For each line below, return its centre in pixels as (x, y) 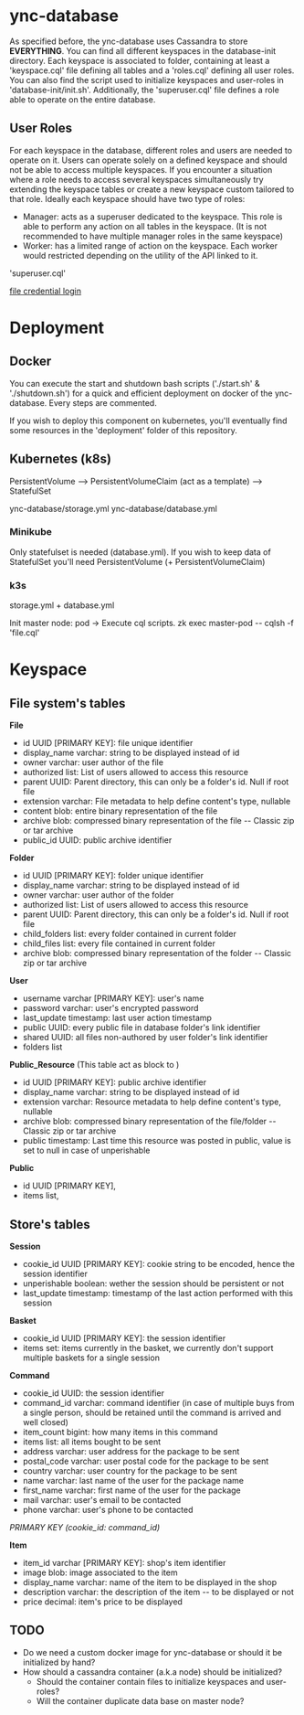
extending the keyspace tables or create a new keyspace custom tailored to (152, 189)
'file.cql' (25, 633)
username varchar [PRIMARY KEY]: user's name (113, 998)
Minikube (31, 532)
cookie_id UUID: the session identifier (93, 1393)
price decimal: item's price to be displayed (102, 1602)
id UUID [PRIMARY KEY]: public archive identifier (115, 1082)
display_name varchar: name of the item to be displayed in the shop (150, 1582)
